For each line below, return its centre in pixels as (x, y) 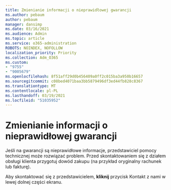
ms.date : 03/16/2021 (27, 29)
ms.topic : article (25, 39)
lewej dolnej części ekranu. (34, 182)
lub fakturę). (18, 167)
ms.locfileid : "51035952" (33, 100)
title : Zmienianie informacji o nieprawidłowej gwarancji (68, 10)
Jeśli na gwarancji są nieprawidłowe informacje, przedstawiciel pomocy (81, 151)
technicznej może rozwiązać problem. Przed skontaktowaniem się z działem (86, 156)
